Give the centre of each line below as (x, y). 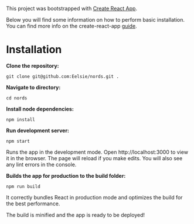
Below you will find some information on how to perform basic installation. (95, 20)
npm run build (23, 187)
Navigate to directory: (33, 87)
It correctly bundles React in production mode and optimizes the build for (94, 197)
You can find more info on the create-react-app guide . (72, 26)
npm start (18, 141)
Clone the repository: (33, 66)
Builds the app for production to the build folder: (66, 175)
